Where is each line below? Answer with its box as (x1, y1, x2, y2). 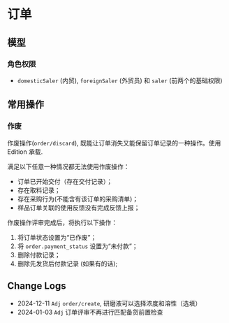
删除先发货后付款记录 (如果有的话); (17, 259, 118, 268)
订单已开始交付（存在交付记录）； (17, 177, 113, 185)
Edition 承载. (7, 148, 43, 156)
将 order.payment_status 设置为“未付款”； (17, 242, 138, 250)
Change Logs (7, 280, 66, 292)
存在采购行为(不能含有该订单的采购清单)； (17, 194, 139, 203)
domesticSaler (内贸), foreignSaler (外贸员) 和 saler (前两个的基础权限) (17, 76, 223, 85)
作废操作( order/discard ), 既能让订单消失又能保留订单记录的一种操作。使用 (7, 138, 221, 147)
